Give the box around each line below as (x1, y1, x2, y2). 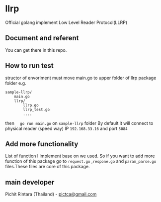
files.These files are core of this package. (5, 164, 90, 170)
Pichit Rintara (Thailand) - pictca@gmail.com (5, 191, 97, 197)
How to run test (5, 62, 54, 70)
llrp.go (23, 102, 39, 107)
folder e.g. (5, 80, 26, 86)
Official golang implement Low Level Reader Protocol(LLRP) (5, 19, 128, 25)
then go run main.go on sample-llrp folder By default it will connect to (5, 120, 154, 126)
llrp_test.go (23, 107, 50, 112)
